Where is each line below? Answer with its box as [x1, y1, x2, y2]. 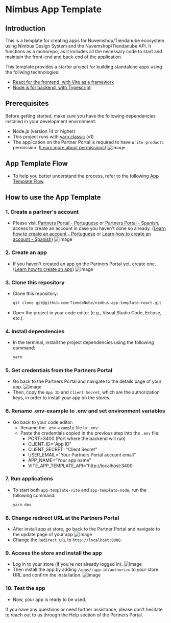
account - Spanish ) [12, 236, 54, 242]
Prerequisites [5, 99, 49, 108]
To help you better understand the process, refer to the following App [12, 173, 159, 179]
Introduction [5, 24, 46, 33]
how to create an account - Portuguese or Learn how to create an [12, 231, 151, 237]
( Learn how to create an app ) [12, 266, 75, 272]
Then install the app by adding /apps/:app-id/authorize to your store [12, 566, 159, 573]
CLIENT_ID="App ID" [28, 441, 72, 447]
